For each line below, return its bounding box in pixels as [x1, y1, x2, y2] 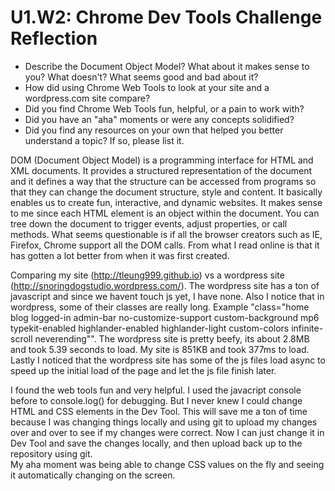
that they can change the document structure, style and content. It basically [10, 186, 323, 198]
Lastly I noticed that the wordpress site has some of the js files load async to [10, 354, 326, 366]
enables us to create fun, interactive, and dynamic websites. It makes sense [10, 196, 323, 208]
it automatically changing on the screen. [10, 469, 176, 481]
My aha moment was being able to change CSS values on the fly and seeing [10, 458, 325, 470]
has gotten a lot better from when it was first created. [10, 249, 230, 261]
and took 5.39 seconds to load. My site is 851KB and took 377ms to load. [10, 343, 310, 355]
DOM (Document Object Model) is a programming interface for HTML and [10, 154, 314, 166]
